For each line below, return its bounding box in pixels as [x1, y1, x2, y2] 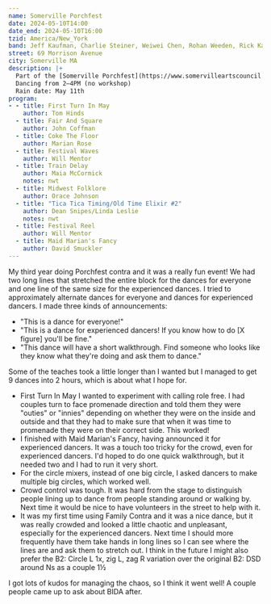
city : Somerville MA [8, 57, 78, 65]
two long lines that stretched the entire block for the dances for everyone [8, 275, 252, 285]
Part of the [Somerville [15, 72, 99, 80]
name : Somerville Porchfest [8, 11, 103, 20]
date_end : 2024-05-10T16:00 [8, 27, 103, 35]
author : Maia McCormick [23, 170, 103, 178]
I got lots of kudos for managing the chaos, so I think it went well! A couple [8, 578, 256, 588]
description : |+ [8, 65, 63, 73]
